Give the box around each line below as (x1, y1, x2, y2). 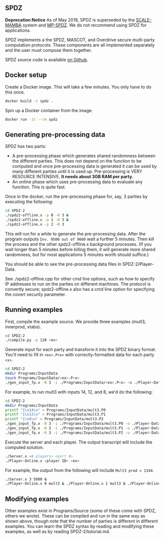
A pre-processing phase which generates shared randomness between (12, 153, 156, 159)
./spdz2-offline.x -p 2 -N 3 (5, 222, 64, 227)
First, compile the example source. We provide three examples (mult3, (5, 318, 146, 325)
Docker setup (5, 71, 47, 79)
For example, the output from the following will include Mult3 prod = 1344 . (5, 467, 154, 473)
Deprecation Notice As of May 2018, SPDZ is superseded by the (5, 17, 135, 23)
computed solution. (5, 444, 44, 450)
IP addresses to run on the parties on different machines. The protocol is (5, 281, 151, 287)
